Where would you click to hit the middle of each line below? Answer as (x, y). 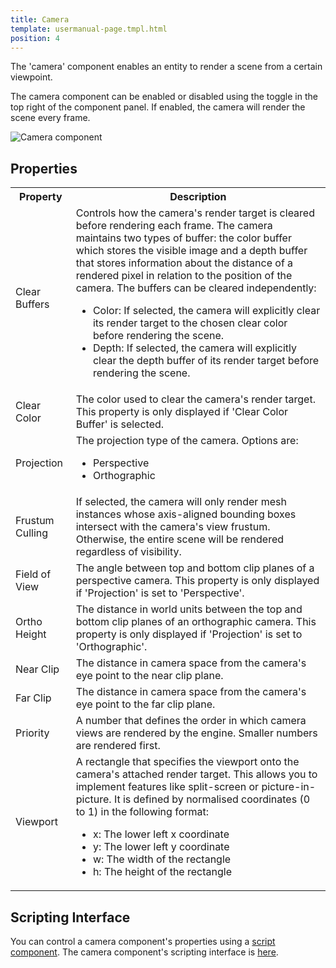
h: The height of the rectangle (162, 872)
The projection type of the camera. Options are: (187, 441)
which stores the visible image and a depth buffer (191, 251)
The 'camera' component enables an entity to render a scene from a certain (166, 67)
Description (198, 197)
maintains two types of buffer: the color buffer (183, 238)
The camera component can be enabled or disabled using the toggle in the (164, 97)
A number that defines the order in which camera (191, 721)
